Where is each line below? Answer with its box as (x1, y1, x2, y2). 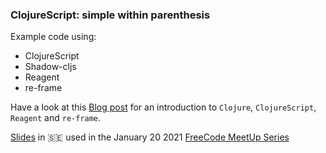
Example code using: (10, 31, 97, 43)
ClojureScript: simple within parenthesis (10, 8, 211, 22)
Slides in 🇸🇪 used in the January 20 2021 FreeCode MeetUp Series (10, 131, 290, 143)
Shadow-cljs (24, 61, 77, 73)
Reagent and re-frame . (10, 112, 102, 124)
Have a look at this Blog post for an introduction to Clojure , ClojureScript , (10, 101, 317, 113)
